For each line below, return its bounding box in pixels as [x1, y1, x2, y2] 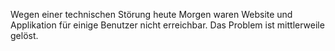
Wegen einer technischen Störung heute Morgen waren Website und [10, 9, 293, 20]
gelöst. [10, 30, 39, 41]
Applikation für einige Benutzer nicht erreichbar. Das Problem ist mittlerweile [10, 19, 325, 31]
